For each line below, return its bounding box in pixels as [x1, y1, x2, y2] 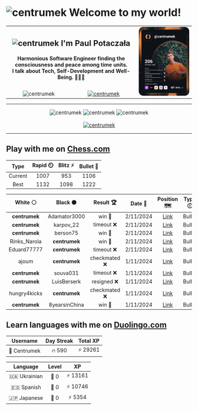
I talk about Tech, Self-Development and [12, 68, 115, 75]
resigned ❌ [91, 277, 119, 285]
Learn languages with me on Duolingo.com [6, 320, 167, 330]
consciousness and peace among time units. [15, 61, 128, 68]
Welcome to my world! [68, 6, 181, 19]
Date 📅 [130, 200, 147, 207]
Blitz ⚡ [58, 162, 75, 169]
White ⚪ [15, 199, 37, 206]
